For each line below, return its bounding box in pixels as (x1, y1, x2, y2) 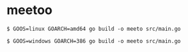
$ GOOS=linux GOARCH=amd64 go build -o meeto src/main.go (6, 25, 181, 32)
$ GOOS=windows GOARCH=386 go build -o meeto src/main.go (6, 37, 181, 44)
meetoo (6, 2, 53, 18)
